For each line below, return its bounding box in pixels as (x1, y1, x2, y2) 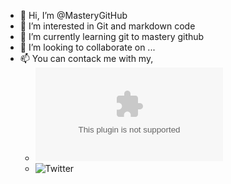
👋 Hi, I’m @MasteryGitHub (19, 10, 128, 21)
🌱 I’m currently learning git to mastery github (19, 31, 205, 42)
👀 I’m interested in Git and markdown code (19, 20, 196, 32)
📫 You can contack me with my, (19, 53, 154, 64)
